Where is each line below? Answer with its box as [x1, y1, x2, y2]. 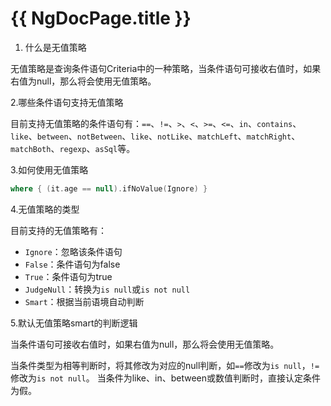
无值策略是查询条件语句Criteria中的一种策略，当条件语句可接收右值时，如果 [10, 62, 322, 74]
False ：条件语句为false [24, 258, 121, 270]
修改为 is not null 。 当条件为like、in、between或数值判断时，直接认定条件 [10, 372, 321, 384]
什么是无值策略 [24, 41, 87, 53]
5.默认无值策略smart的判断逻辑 [10, 317, 138, 329]
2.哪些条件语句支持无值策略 [10, 96, 124, 108]
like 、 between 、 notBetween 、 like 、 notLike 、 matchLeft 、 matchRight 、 [10, 130, 301, 142]
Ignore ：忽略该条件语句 [24, 245, 123, 257]
